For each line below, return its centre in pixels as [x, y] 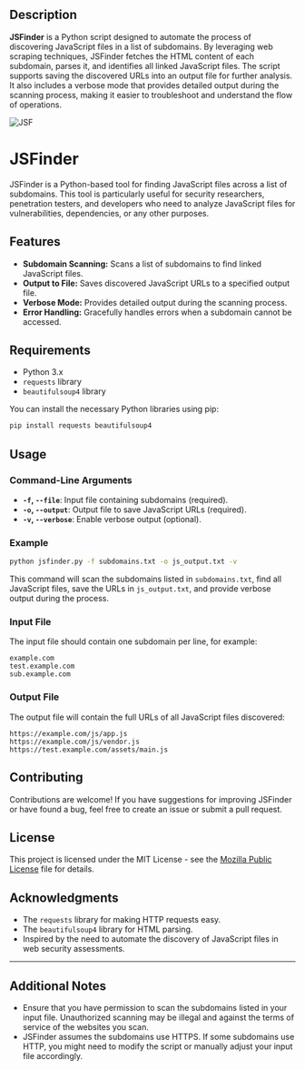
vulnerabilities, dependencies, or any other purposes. [109, 213]
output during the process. [59, 599]
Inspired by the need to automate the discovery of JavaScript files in [150, 939]
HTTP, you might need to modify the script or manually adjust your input [157, 1046]
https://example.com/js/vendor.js [75, 742]
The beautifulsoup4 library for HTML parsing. [108, 929]
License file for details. [52, 869]
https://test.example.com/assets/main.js [89, 750]
